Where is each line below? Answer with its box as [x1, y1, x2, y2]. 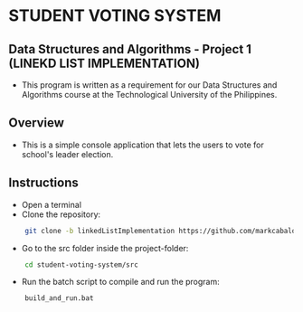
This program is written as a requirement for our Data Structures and [21, 80, 278, 90]
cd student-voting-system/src [24, 260, 139, 269]
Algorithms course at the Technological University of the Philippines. [21, 90, 278, 99]
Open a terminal [21, 199, 82, 210]
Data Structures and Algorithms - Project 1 [8, 42, 252, 57]
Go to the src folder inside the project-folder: [21, 242, 189, 253]
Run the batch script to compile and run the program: [21, 277, 221, 288]
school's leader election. [21, 148, 114, 159]
